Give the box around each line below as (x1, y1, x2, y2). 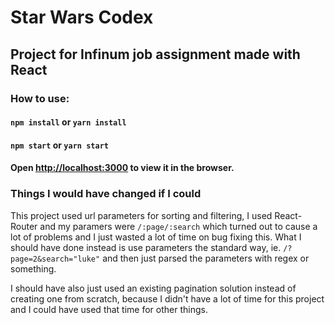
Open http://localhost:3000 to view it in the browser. (10, 162, 235, 174)
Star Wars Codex (10, 6, 154, 29)
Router (10, 220, 38, 232)
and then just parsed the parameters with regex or (102, 252, 310, 264)
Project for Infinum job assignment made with (10, 46, 301, 63)
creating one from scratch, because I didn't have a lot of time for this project (10, 292, 325, 305)
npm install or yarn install (10, 116, 127, 128)
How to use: (10, 91, 70, 105)
